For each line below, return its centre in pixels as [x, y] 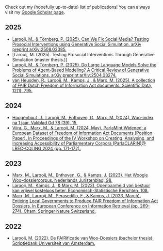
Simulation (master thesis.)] [40, 60]
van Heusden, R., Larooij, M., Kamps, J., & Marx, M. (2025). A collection [84, 80]
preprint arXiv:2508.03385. [39, 49]
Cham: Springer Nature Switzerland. [60, 211]
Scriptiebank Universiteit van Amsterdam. [54, 243]
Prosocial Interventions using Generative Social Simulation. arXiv [77, 44]
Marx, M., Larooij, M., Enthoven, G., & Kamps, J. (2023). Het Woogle [80, 175]
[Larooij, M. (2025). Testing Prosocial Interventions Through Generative [83, 54]
